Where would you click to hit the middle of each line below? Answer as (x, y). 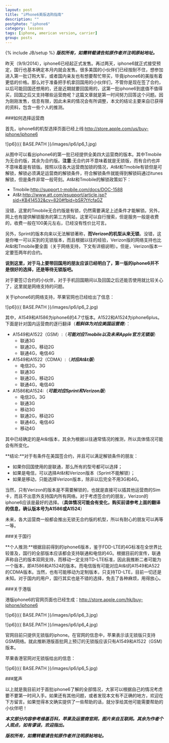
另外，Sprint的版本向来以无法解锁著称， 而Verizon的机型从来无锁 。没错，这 (83, 233)
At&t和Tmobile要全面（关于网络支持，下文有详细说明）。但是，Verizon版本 (82, 246)
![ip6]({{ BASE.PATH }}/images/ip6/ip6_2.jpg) (52, 307)
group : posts (19, 38)
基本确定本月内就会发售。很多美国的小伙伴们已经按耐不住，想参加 (95, 69)
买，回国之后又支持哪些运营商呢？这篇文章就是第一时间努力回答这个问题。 (82, 95)
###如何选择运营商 (25, 118)
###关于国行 (18, 536)
